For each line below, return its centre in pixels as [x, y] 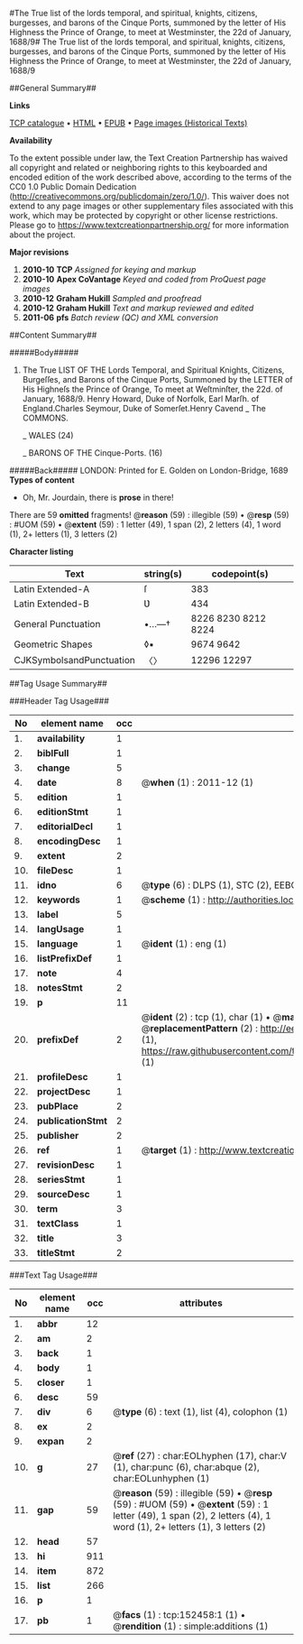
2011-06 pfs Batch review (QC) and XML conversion [120, 318]
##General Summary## [53, 88]
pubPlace [58, 1106]
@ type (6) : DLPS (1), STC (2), [207, 885]
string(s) [163, 574]
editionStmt [63, 812]
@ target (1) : [169, 1150]
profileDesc [63, 1077]
